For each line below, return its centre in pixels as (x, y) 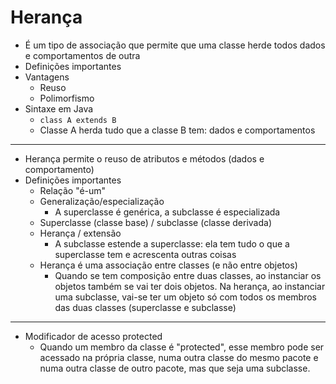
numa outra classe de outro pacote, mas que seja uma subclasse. (175, 368)
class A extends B (78, 120)
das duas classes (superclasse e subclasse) (145, 307)
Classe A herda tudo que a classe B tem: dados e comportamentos (177, 130)
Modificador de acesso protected (93, 336)
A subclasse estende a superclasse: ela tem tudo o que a (172, 243)
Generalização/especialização (102, 201)
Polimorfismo (67, 98)
